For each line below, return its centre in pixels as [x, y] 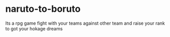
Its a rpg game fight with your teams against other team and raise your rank [85, 23]
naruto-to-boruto [43, 9]
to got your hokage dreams [34, 28]
